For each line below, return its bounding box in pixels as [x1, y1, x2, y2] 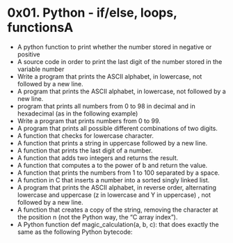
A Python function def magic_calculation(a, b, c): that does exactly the [17, 220, 219, 228]
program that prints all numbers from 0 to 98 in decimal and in [17, 102, 196, 110]
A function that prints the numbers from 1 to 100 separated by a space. [17, 168, 220, 177]
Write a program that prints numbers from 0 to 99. [17, 116, 161, 125]
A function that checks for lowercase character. [17, 131, 154, 140]
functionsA [7, 19, 74, 36]
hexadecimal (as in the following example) [17, 109, 138, 118]
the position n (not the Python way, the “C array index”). [17, 212, 178, 221]
